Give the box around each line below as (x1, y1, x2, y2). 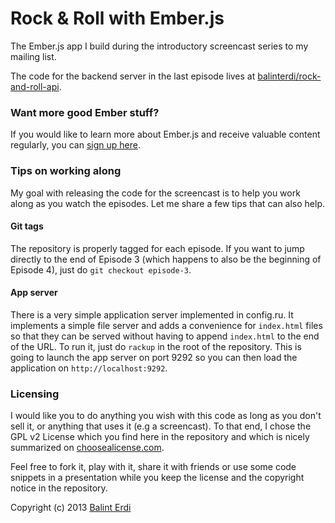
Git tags (10, 220, 44, 232)
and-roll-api (10, 80, 60, 92)
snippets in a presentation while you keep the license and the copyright (10, 472, 305, 484)
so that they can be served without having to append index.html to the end (10, 330, 320, 342)
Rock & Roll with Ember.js (10, 7, 225, 30)
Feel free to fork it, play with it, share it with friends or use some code (10, 461, 297, 473)
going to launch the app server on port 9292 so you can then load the (10, 351, 298, 363)
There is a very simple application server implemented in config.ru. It (10, 308, 294, 321)
